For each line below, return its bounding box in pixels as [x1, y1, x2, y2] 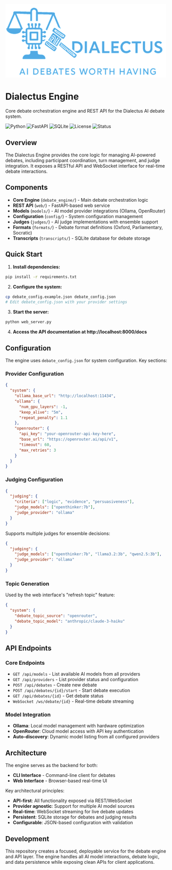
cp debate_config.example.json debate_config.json [5, 294, 116, 299]
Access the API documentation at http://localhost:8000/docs [12, 329, 147, 335]
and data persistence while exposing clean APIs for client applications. [5, 859, 155, 865]
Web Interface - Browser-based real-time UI [12, 778, 108, 784]
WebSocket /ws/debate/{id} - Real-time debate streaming [12, 698, 134, 704]
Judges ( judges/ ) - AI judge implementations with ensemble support [12, 219, 158, 225]
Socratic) [12, 229, 32, 236]
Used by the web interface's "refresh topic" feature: [5, 592, 116, 598]
